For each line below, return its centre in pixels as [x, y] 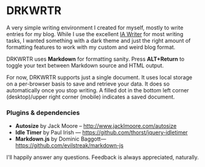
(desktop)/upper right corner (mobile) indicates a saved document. [91, 97]
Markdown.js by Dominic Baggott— [61, 139]
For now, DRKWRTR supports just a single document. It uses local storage [99, 77]
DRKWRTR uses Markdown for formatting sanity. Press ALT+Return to [95, 59]
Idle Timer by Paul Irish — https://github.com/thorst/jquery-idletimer [101, 133]
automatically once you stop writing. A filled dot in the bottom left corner [98, 90]
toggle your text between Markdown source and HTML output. [85, 65]
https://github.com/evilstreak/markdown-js [69, 146]
